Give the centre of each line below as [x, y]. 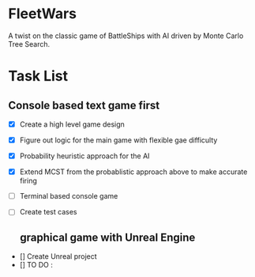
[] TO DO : [36, 265]
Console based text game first [84, 105]
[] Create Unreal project [58, 256]
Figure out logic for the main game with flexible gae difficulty [118, 140]
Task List [38, 76]
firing [28, 181]
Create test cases [48, 212]
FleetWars [43, 14]
